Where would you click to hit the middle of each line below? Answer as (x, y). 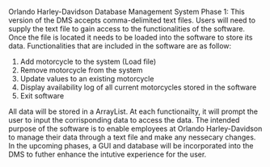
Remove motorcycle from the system (81, 70)
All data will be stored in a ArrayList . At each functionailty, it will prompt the (133, 111)
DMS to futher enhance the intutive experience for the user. (108, 154)
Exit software (42, 96)
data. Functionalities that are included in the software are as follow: (120, 46)
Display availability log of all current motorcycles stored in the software (138, 87)
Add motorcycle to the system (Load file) (88, 61)
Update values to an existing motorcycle (87, 79)
